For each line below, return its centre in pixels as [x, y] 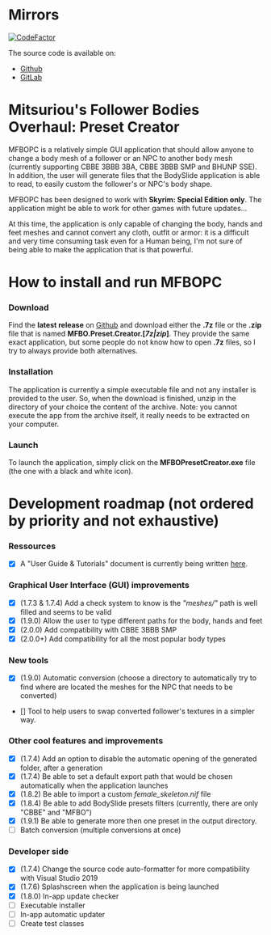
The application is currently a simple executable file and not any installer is [132, 389]
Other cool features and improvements [86, 741]
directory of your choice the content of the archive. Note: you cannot [123, 407]
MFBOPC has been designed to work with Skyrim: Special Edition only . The [135, 199]
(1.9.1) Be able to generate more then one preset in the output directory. [138, 821]
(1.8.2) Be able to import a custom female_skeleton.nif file [115, 793]
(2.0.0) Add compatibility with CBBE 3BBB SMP [98, 629]
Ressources [32, 546]
